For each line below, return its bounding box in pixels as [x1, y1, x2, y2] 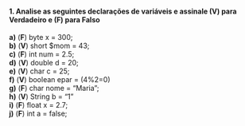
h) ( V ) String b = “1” [9, 92, 74, 101]
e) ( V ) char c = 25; [9, 66, 70, 76]
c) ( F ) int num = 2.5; [9, 49, 75, 59]
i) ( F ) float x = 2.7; [9, 100, 68, 110]
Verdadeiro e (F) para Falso [9, 14, 100, 24]
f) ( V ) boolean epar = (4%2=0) [9, 75, 111, 85]
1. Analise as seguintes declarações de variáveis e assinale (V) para [9, 6, 237, 16]
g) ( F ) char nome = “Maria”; [9, 84, 99, 93]
